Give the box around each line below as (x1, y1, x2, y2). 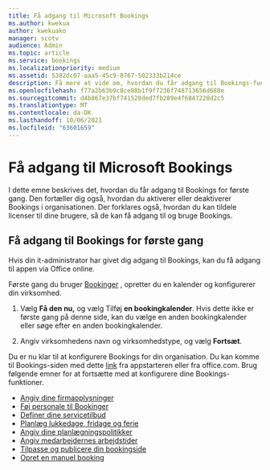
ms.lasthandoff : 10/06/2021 (8, 116, 103, 125)
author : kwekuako (8, 27, 67, 35)
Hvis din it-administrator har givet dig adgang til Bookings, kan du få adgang (8, 255, 261, 265)
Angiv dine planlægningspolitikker (19, 427, 133, 436)
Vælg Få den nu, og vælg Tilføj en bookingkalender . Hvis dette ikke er (19, 303, 255, 313)
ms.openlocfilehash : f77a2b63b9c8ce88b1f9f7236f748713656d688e (8, 86, 225, 95)
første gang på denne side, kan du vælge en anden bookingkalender (19, 312, 247, 321)
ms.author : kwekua (8, 19, 70, 27)
